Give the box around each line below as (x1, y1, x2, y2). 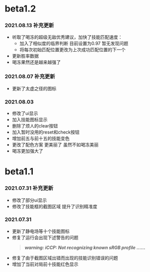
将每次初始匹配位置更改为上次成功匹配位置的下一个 (19, 47, 126, 53)
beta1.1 (5, 166, 34, 177)
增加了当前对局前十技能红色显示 (12, 261, 79, 267)
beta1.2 (5, 3, 36, 15)
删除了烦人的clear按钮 (12, 123, 58, 129)
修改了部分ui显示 (12, 197, 47, 203)
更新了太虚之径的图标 (12, 85, 56, 91)
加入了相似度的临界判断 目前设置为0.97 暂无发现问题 (19, 41, 129, 47)
